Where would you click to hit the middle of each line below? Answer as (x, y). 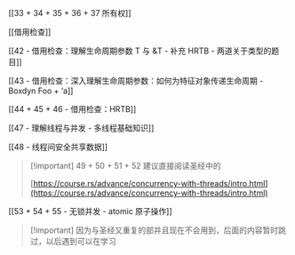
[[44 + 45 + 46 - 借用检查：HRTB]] (72, 109)
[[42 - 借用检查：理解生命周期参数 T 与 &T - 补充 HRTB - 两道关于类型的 (140, 51)
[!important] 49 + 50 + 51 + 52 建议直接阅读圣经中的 (125, 166)
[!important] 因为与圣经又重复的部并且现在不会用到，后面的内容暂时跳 (158, 230)
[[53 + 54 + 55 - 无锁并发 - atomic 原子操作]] (90, 211)
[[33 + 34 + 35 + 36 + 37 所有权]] (70, 13)
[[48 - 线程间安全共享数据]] (58, 147)
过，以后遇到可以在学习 (73, 241)
